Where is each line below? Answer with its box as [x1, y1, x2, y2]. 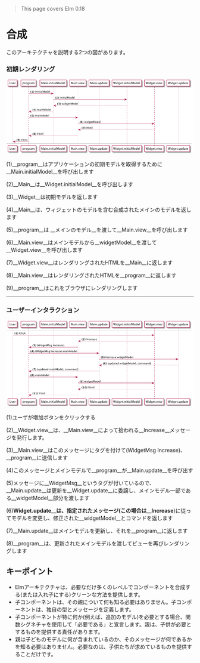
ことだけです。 [20, 650, 57, 658]
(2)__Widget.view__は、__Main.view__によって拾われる [6, 427, 139, 434]
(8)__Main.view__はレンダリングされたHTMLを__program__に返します [6, 272, 177, 279]
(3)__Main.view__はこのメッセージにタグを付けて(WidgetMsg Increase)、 [6, 447, 186, 454]
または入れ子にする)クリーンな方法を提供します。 [21, 591, 144, 598]
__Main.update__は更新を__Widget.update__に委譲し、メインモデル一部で [6, 487, 186, 494]
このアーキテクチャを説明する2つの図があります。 [6, 48, 129, 55]
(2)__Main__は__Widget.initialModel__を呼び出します [6, 180, 134, 187]
